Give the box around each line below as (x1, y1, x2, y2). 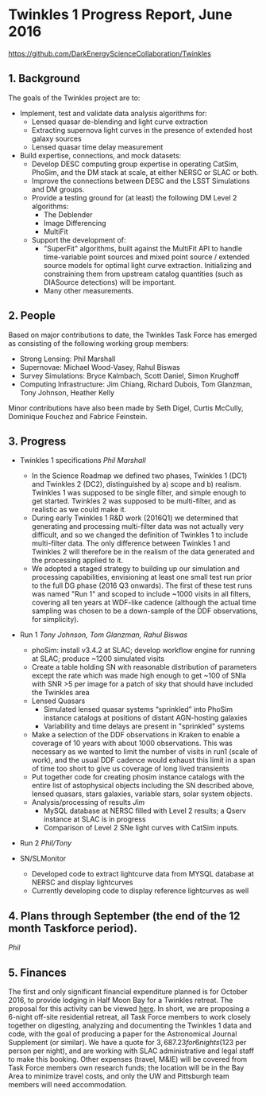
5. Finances (8, 966, 67, 979)
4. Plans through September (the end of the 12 (8, 909, 241, 923)
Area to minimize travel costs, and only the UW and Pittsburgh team (8, 1071, 229, 1081)
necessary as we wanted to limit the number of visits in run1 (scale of (31, 747, 258, 756)
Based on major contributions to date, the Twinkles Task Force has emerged (8, 330, 257, 340)
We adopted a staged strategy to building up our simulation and (31, 564, 241, 573)
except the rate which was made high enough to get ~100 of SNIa (31, 670, 247, 681)
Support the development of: (31, 235, 126, 244)
